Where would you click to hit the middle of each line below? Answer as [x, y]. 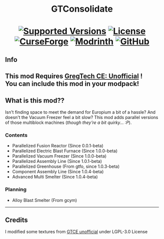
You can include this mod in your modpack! [72, 84]
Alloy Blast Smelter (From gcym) [44, 200]
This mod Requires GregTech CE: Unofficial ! [74, 76]
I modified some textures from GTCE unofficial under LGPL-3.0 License [76, 232]
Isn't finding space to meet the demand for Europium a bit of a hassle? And [80, 112]
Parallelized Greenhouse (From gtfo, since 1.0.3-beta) [66, 166]
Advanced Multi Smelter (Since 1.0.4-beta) [55, 177]
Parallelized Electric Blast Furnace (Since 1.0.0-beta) [65, 151]
